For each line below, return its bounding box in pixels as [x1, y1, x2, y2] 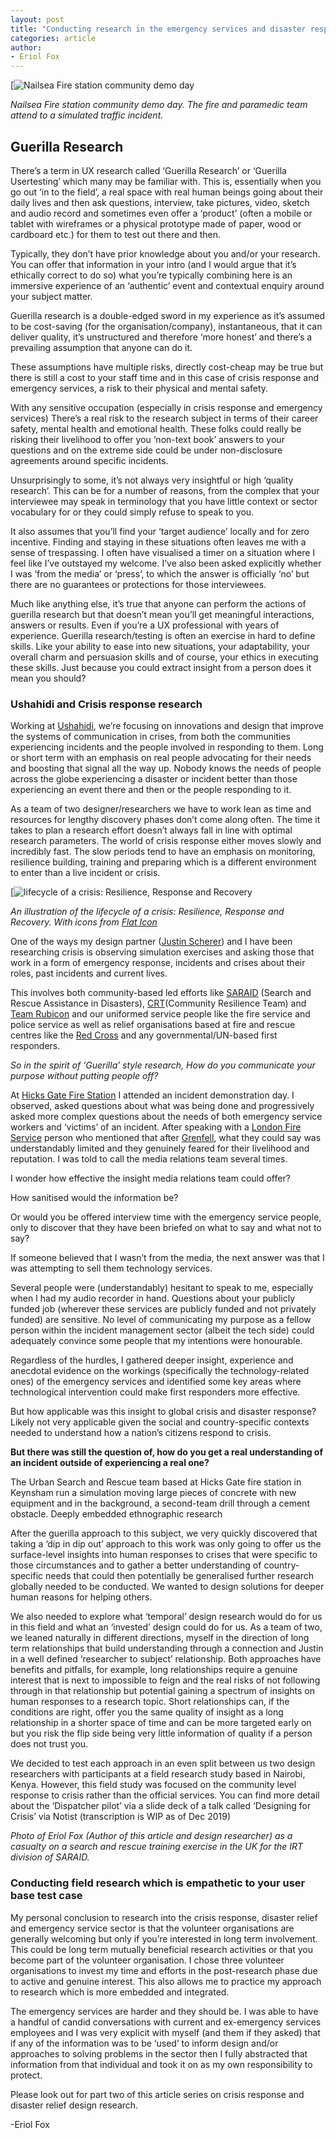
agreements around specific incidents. [10, 454, 169, 466]
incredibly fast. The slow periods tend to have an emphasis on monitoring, [10, 846, 316, 858]
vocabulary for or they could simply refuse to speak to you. [10, 506, 255, 518]
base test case [10, 1889, 83, 1903]
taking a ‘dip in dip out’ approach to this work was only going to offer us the [10, 1538, 322, 1550]
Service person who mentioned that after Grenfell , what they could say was [10, 1132, 322, 1144]
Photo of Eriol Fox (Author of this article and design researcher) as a [10, 1830, 293, 1842]
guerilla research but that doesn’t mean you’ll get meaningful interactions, [10, 608, 315, 620]
